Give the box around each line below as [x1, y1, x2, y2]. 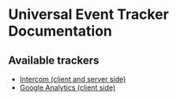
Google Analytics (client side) [19, 83, 116, 92]
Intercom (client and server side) [19, 75, 126, 83]
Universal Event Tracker [8, 6, 169, 24]
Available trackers [8, 54, 100, 67]
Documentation [8, 22, 113, 40]
